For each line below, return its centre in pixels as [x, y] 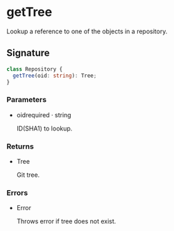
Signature [28, 53]
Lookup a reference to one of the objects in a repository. [87, 31]
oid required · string [44, 114]
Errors [17, 193]
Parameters [26, 100]
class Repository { [35, 69]
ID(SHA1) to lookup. [44, 128]
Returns [20, 146]
